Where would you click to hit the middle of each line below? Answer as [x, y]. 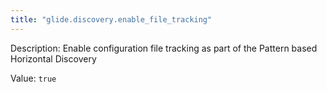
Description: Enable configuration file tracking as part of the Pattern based [164, 48]
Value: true [33, 78]
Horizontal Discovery [53, 58]
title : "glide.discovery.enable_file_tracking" [111, 19]
